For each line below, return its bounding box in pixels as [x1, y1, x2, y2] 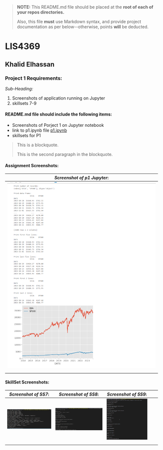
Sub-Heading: [5, 86, 33, 91]
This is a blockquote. [16, 142, 59, 148]
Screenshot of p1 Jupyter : [54, 174, 109, 180]
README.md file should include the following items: [5, 111, 113, 117]
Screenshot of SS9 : [107, 391, 147, 397]
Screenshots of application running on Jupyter [12, 95, 105, 101]
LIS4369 [5, 41, 40, 52]
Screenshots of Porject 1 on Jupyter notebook [12, 122, 104, 128]
